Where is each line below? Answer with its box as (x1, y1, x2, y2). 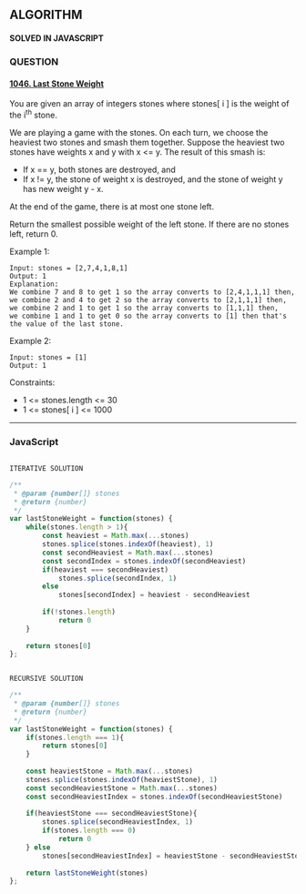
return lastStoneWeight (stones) (25, 869, 148, 878)
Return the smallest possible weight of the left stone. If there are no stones (9, 218, 290, 229)
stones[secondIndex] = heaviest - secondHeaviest (57, 591, 250, 600)
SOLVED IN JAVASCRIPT (9, 32, 104, 44)
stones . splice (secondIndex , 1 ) (57, 574, 178, 583)
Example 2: (9, 335, 52, 346)
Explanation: (9, 279, 59, 289)
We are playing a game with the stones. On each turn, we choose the (9, 127, 269, 137)
